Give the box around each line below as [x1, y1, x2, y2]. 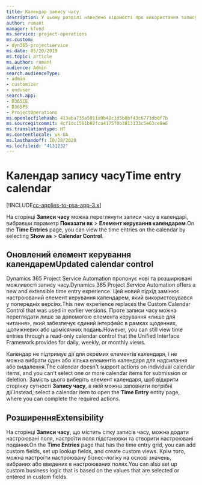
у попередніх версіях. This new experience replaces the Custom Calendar [6, 300, 191, 308]
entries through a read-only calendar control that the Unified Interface [6, 332, 180, 340]
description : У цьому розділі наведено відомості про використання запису [6, 14, 198, 20]
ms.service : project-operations [6, 31, 87, 37]
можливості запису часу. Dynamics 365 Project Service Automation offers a [6, 281, 196, 288]
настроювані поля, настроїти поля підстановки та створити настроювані [6, 435, 194, 442]
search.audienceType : [6, 70, 61, 76]
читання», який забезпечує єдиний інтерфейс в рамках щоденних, [6, 320, 177, 327]
